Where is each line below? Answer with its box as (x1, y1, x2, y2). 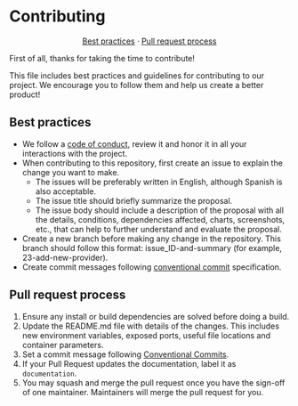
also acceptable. (35, 185, 96, 197)
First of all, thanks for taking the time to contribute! (9, 53, 196, 63)
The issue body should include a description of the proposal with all (35, 205, 285, 215)
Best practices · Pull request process (82, 36, 217, 46)
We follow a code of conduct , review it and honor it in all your (21, 138, 247, 149)
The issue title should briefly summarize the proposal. (35, 195, 233, 206)
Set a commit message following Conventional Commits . (21, 349, 230, 360)
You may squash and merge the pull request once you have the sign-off (21, 377, 286, 388)
